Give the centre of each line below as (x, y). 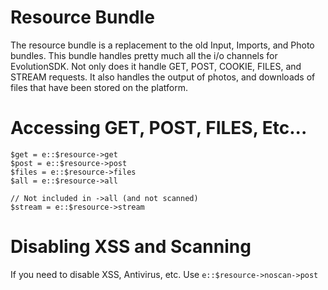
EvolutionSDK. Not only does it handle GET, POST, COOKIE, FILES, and (156, 66)
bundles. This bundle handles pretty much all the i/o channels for (144, 55)
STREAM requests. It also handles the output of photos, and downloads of (163, 77)
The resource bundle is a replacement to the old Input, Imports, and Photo (162, 45)
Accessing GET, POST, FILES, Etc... (159, 128)
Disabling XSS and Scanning (131, 247)
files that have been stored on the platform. (99, 87)
